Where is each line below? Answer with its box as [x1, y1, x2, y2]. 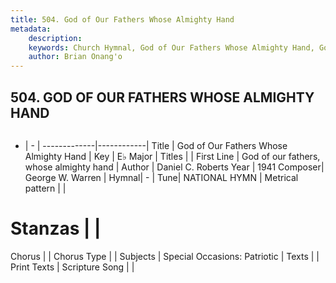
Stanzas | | [10, 217, 102, 240]
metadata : [10, 24, 52, 34]
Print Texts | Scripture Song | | [10, 261, 135, 273]
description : [28, 33, 83, 43]
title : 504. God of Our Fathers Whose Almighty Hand [10, 14, 235, 25]
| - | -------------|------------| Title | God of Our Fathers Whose [24, 139, 288, 151]
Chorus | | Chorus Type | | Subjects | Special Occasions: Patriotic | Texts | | [10, 250, 320, 262]
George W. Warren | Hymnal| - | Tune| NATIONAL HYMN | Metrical [24, 171, 299, 183]
